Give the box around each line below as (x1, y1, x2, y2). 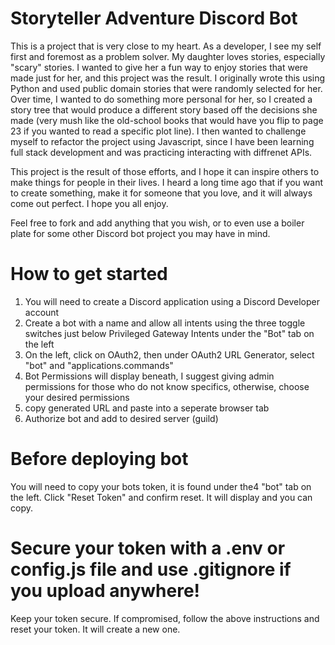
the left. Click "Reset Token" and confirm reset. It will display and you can (10, 491, 313, 503)
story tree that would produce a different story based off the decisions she (10, 103, 318, 116)
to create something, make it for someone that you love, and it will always (10, 187, 313, 199)
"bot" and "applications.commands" (24, 359, 174, 371)
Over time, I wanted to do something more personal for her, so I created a (10, 93, 313, 105)
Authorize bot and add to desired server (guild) (24, 412, 219, 424)
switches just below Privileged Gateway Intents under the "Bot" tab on (24, 327, 315, 339)
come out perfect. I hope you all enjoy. (10, 197, 169, 209)
